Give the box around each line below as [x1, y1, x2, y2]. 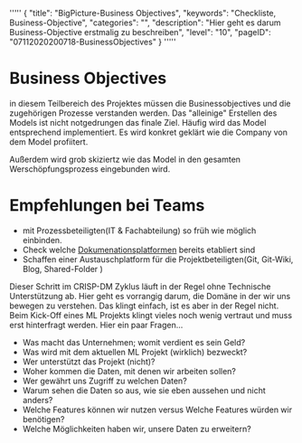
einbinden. [22, 234, 62, 245]
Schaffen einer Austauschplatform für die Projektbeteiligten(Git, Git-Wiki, [22, 253, 294, 265]
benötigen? [22, 413, 65, 424]
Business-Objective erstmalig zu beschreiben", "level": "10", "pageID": [9, 27, 271, 37]
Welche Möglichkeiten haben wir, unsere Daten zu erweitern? [22, 423, 251, 434]
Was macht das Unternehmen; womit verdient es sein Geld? [22, 336, 246, 347]
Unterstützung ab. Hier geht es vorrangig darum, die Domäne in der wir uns [9, 290, 291, 301]
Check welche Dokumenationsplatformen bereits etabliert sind [22, 244, 256, 255]
